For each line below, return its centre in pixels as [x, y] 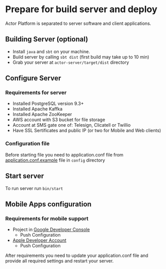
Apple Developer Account [39, 240]
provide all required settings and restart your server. [59, 261]
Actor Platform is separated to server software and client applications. [78, 23]
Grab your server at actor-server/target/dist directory [71, 62]
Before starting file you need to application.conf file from [65, 155]
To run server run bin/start [34, 188]
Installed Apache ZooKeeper [42, 114]
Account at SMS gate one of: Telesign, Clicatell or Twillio [71, 125]
